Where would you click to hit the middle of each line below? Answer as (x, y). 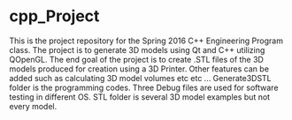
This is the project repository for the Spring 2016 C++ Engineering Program (146, 41)
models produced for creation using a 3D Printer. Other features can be (139, 69)
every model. (33, 106)
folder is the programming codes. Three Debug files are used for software (144, 87)
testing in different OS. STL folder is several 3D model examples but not (140, 97)
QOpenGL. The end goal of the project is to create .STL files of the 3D (136, 59)
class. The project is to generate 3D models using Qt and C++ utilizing (137, 49)
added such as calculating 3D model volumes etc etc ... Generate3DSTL (140, 78)
